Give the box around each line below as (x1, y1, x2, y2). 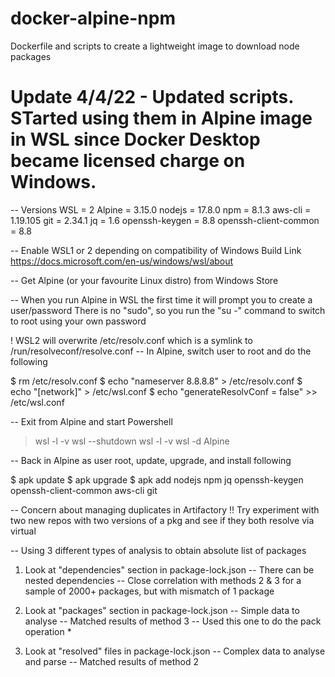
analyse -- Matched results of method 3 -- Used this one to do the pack (24, 615, 322, 627)
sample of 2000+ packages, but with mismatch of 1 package (24, 585, 275, 597)
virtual (10, 525, 37, 537)
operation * (24, 625, 72, 637)
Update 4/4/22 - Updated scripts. (10, 86, 294, 109)
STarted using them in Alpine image (10, 107, 313, 130)
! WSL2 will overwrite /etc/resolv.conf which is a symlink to (10, 334, 253, 346)
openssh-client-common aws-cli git (10, 484, 158, 496)
